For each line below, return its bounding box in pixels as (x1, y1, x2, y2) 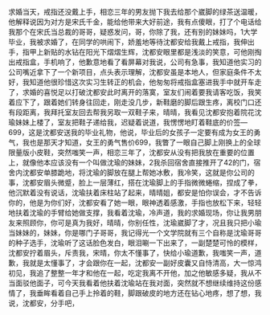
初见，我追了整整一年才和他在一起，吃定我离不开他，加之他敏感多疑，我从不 (8, 268, 262, 277)
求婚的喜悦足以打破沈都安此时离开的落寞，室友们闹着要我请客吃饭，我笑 (22, 88, 262, 96)
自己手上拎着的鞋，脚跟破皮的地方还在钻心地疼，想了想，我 (63, 288, 262, 297)
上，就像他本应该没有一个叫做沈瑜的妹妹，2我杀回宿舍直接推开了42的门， (8, 157, 255, 167)
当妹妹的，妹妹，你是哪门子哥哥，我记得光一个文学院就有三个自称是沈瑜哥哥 (8, 228, 262, 237)
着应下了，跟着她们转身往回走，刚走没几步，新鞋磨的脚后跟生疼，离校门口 (8, 97, 255, 107)
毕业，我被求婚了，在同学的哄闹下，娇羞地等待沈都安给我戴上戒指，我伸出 (8, 37, 255, 47)
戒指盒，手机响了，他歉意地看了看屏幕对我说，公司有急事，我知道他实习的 (14, 57, 262, 67)
